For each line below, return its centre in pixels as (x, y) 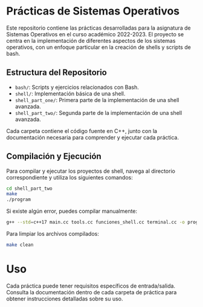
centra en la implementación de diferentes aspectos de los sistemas (91, 40)
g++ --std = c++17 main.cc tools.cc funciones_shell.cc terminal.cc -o (96, 222)
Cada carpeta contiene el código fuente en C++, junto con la (82, 131)
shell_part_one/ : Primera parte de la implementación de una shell (97, 100)
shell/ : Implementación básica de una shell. (70, 93)
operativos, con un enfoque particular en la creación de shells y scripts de (99, 47)
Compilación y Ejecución (54, 156)
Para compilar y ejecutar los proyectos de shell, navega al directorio (91, 171)
